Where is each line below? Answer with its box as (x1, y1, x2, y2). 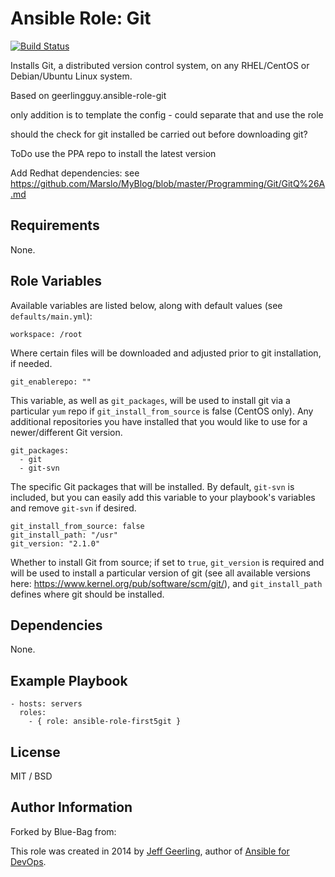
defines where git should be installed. (10, 588, 165, 600)
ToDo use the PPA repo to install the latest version (10, 147, 217, 159)
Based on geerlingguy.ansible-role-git (10, 89, 167, 101)
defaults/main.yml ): (10, 310, 93, 322)
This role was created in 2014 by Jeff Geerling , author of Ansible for (10, 845, 290, 857)
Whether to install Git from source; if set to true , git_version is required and (10, 556, 325, 568)
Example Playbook (10, 672, 128, 689)
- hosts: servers (10, 699, 83, 709)
